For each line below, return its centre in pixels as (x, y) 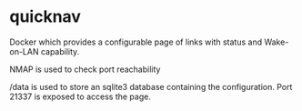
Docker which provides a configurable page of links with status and (136, 42)
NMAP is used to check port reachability (85, 69)
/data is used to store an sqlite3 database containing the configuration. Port (151, 86)
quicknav (45, 17)
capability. (60, 51)
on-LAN (24, 51)
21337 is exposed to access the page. (81, 96)
